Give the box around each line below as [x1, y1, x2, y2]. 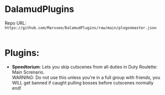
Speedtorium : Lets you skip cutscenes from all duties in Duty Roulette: [11, 63, 158, 69]
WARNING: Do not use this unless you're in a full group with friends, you [11, 74, 161, 80]
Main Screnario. [11, 69, 45, 75]
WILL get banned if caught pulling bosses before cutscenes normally [11, 79, 154, 85]
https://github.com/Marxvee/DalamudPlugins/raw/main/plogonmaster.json [4, 25, 157, 30]
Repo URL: [4, 20, 27, 26]
